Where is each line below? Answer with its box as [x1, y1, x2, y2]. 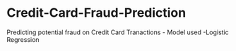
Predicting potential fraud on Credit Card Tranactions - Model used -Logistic [6, 28, 229, 36]
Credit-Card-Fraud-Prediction [6, 5, 187, 21]
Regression [6, 35, 40, 43]
